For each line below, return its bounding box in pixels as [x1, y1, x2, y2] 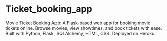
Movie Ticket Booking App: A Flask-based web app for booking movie [5, 20, 151, 26]
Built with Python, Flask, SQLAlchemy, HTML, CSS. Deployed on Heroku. [5, 30, 156, 36]
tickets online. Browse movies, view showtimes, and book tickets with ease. [5, 25, 162, 31]
